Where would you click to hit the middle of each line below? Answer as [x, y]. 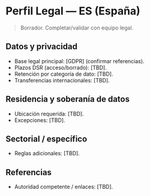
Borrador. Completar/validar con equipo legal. [77, 28]
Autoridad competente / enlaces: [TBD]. [64, 187]
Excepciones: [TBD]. [40, 120]
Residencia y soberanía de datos [68, 100]
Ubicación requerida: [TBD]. [49, 114]
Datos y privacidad [41, 47]
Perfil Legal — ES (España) [73, 11]
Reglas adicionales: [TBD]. [47, 153]
